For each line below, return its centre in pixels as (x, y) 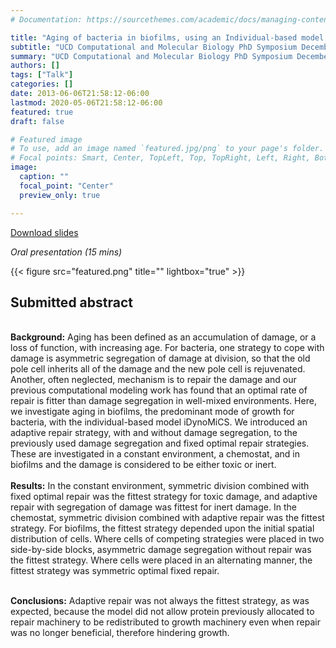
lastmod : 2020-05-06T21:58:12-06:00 (86, 102)
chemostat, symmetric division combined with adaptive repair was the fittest (167, 518)
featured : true (42, 112)
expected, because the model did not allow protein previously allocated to (162, 612)
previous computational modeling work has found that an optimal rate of (159, 390)
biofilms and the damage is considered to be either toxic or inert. (143, 465)
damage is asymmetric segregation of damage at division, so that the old (160, 358)
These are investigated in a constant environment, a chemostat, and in (155, 454)
